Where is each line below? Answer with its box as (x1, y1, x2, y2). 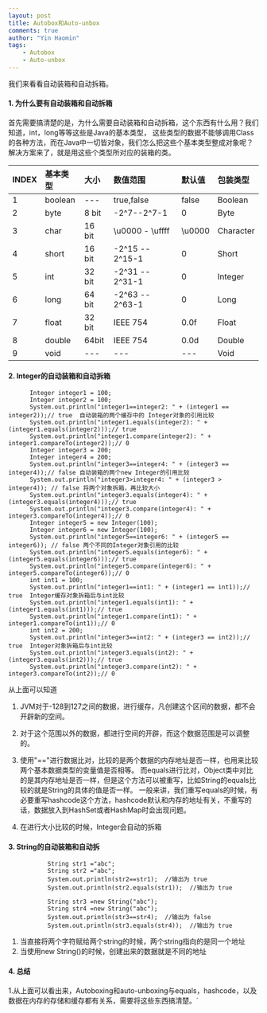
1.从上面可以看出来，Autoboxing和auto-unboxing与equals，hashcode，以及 (8, 985, 257, 995)
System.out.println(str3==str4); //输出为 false (47, 913, 211, 921)
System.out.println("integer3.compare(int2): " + (29, 663, 197, 671)
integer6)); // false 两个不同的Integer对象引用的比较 (8, 542, 180, 550)
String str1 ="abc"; (47, 860, 115, 868)
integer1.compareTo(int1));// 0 (8, 620, 115, 628)
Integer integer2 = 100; (29, 396, 112, 405)
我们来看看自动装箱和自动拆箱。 (8, 79, 113, 88)
